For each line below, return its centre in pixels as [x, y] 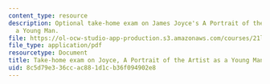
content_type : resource [48, 16]
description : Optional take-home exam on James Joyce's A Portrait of [129, 23]
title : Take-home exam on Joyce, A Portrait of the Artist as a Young [129, 61]
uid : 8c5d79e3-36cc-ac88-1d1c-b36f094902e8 [82, 68]
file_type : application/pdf [55, 46]
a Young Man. [37, 30]
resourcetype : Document [48, 53]
